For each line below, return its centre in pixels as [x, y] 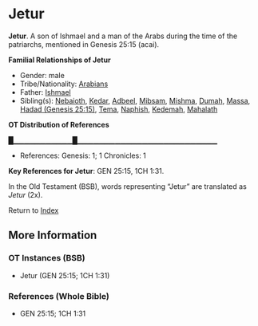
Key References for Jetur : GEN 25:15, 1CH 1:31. [86, 171]
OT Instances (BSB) [47, 258]
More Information [53, 236]
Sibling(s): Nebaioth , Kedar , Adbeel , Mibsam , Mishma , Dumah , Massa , [135, 100]
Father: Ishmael [45, 92]
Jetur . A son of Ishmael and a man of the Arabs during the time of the [123, 36]
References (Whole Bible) [59, 296]
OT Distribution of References [59, 124]
